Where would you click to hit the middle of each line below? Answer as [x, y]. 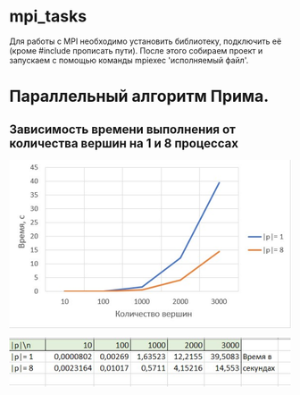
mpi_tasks [48, 17]
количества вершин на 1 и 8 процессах [124, 143]
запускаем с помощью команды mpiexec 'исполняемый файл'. [129, 60]
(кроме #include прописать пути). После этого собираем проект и [136, 50]
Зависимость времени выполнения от [123, 129]
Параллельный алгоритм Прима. [139, 97]
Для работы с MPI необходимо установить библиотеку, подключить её [146, 41]
